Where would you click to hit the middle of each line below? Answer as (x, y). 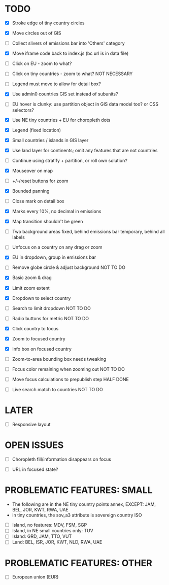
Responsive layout (31, 425)
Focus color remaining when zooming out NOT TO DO (68, 369)
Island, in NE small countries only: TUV (53, 531)
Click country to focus (35, 328)
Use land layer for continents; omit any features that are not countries (85, 150)
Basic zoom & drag (32, 278)
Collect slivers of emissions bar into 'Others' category (68, 43)
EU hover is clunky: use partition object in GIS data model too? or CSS (85, 104)
